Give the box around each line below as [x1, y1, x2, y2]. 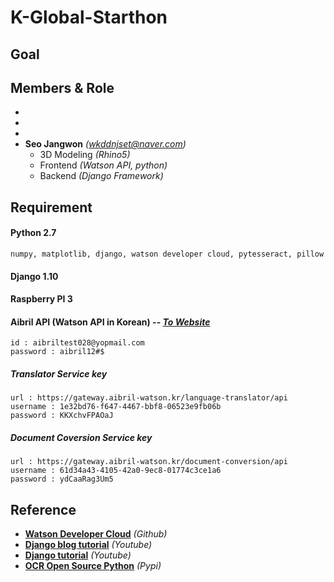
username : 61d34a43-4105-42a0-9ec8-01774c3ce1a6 [10, 466, 222, 476]
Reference [10, 501, 77, 518]
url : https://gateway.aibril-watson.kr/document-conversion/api [10, 457, 288, 467]
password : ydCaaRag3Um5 [10, 474, 114, 485]
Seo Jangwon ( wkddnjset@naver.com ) [24, 138, 187, 150]
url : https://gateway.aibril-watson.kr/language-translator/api [10, 393, 288, 403]
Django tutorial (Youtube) [24, 549, 132, 561]
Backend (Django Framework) [39, 170, 164, 182]
